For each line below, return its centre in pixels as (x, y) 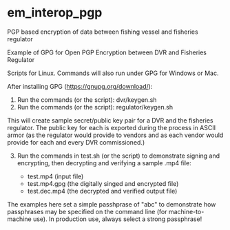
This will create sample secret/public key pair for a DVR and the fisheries (110, 120)
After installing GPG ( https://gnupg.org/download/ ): (80, 86)
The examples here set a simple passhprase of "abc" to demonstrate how (112, 204)
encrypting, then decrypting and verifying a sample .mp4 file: (104, 163)
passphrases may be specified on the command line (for (87, 211)
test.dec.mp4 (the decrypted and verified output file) (102, 191)
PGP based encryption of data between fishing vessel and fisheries (103, 32)
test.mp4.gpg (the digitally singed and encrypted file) (103, 183)
